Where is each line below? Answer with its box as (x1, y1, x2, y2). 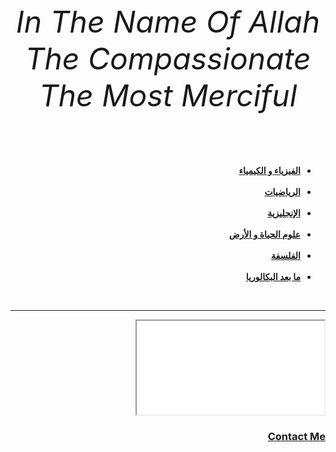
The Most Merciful (38, 77, 298, 114)
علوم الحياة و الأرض (228, 228, 301, 240)
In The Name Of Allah (15, 3, 321, 41)
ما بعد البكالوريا (245, 271, 301, 282)
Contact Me (267, 429, 326, 443)
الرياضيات (264, 186, 301, 197)
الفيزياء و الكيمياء (238, 165, 301, 176)
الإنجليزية (267, 207, 301, 219)
